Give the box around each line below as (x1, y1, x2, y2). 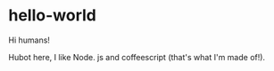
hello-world (8, 5, 97, 26)
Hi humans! (8, 35, 51, 45)
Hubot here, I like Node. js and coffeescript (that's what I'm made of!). (8, 51, 265, 62)
